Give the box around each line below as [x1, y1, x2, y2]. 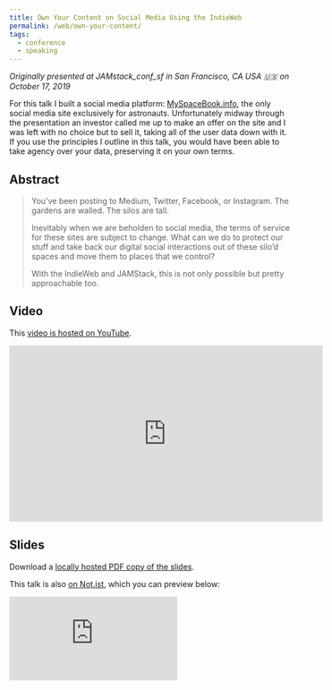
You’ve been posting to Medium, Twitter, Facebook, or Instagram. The [30, 195, 289, 206]
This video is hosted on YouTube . [9, 328, 132, 338]
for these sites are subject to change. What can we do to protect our [30, 232, 284, 243]
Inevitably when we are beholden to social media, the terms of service [30, 222, 291, 233]
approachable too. [30, 277, 99, 288]
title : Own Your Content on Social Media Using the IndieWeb [9, 13, 243, 22]
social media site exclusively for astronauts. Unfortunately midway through [9, 108, 285, 119]
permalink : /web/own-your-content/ [9, 21, 142, 30]
